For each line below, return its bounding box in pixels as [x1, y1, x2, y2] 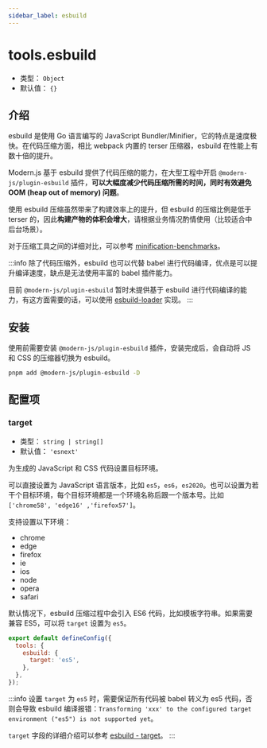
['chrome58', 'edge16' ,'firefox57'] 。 [8, 500, 141, 510]
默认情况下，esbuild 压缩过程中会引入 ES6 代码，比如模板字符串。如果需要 [8, 608, 253, 618]
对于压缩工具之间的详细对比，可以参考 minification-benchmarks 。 [8, 242, 225, 251]
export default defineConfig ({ [8, 634, 112, 642]
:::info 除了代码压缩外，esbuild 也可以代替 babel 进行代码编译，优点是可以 [8, 258, 251, 268]
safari [19, 591, 39, 601]
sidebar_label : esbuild [8, 11, 87, 20]
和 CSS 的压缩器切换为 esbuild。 [8, 353, 115, 362]
